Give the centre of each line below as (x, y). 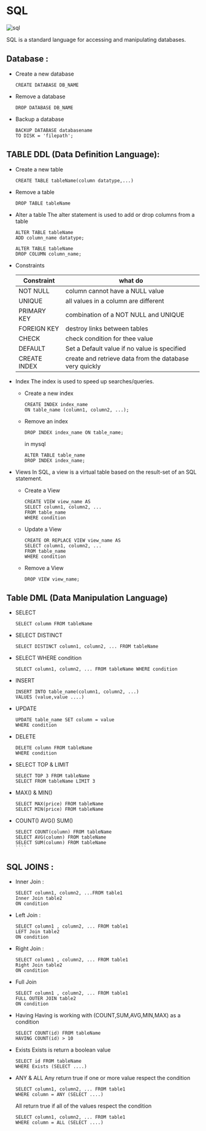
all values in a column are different (115, 300)
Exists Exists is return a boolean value (63, 1050)
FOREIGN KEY (39, 328)
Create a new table (39, 169)
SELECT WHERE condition (48, 658)
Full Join (26, 982)
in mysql (35, 444)
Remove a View (44, 568)
